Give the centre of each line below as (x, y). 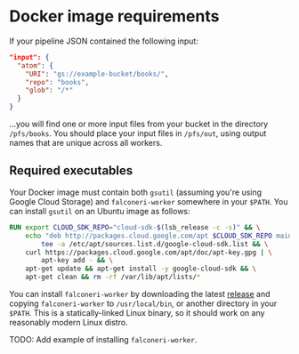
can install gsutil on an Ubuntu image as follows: (100, 211)
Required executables (71, 171)
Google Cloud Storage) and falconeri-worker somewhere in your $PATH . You (149, 201)
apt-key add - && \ (77, 261)
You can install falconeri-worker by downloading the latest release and (140, 294)
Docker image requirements (114, 16)
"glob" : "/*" (49, 91)
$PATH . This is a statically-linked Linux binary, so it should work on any (137, 313)
